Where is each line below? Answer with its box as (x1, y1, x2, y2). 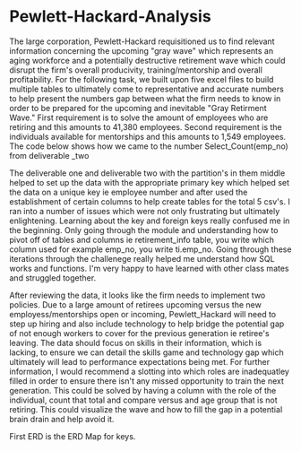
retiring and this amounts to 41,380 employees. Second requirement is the (9, 121, 282, 132)
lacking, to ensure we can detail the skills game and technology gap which (9, 347, 284, 358)
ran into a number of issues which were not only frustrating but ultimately (9, 205, 280, 216)
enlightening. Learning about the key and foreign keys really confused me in (9, 215, 290, 226)
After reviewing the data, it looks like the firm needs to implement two (9, 290, 266, 300)
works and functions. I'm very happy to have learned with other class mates (9, 263, 289, 273)
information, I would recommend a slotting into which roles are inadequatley (9, 366, 289, 377)
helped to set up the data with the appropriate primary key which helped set (9, 177, 289, 187)
